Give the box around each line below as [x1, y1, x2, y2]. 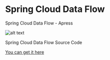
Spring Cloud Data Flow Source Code [5, 39, 82, 45]
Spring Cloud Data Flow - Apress [5, 20, 73, 26]
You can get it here [5, 49, 44, 55]
